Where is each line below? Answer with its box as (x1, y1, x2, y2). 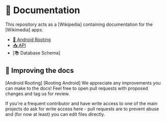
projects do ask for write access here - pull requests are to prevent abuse (5, 106, 159, 112)
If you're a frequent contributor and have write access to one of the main (5, 100, 158, 106)
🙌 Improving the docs (5, 66, 74, 75)
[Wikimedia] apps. (5, 26, 44, 32)
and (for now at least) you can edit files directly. (5, 111, 105, 117)
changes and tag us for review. (5, 91, 70, 97)
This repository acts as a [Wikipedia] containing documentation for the (5, 21, 153, 27)
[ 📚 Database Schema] (12, 50, 60, 56)
